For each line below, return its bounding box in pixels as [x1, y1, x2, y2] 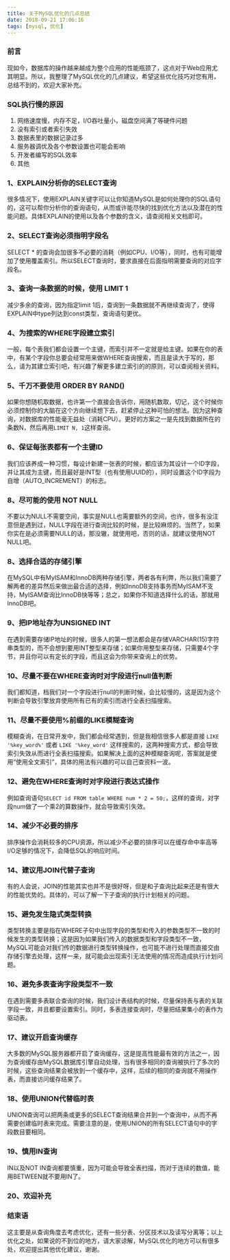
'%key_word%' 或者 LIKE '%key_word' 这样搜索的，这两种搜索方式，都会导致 [7, 741, 218, 749]
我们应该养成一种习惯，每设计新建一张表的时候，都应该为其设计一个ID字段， [7, 459, 223, 467]
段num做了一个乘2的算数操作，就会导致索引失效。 [7, 802, 149, 810]
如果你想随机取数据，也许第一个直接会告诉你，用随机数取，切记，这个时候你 [7, 398, 223, 406]
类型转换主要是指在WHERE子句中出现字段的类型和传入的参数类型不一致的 [7, 927, 215, 935]
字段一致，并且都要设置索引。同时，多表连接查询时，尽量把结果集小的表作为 [7, 1005, 223, 1013]
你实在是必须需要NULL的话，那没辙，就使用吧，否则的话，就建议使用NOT [7, 530, 216, 538]
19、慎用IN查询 [7, 1147, 57, 1156]
